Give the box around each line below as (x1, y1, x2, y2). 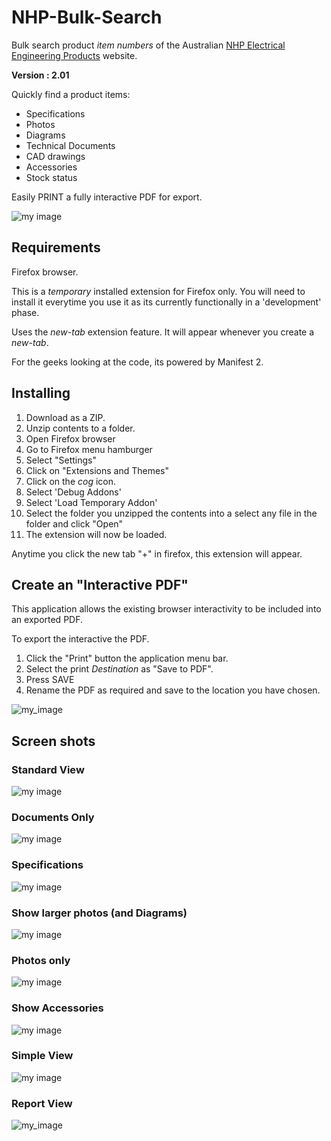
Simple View (11, 1049, 74, 1063)
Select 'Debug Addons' (25, 486, 122, 498)
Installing (11, 385, 71, 402)
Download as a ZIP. (25, 411, 106, 423)
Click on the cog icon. (25, 475, 117, 487)
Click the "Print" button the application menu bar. (25, 652, 229, 665)
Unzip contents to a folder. (25, 422, 136, 434)
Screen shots (11, 732, 96, 750)
